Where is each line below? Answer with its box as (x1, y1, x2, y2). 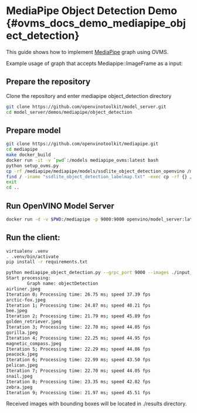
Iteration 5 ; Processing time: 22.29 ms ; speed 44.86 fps (6, 346, 151, 352)
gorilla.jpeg (6, 330, 38, 336)
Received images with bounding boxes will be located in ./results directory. (6, 400, 187, 407)
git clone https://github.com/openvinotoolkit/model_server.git (6, 104, 167, 110)
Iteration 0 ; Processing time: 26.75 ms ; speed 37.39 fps (6, 292, 151, 297)
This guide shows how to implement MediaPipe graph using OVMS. (6, 48, 169, 55)
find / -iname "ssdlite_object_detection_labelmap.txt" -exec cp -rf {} (6, 174, 188, 180)
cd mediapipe (6, 147, 38, 153)
